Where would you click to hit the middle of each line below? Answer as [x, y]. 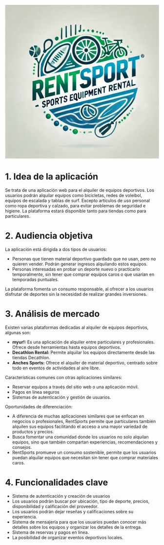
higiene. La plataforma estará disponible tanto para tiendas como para [76, 211]
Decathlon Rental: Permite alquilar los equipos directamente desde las [83, 352]
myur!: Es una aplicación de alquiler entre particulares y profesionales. [83, 342]
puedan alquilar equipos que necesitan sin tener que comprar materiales [85, 457]
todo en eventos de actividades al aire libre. [56, 368]
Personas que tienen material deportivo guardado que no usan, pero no [84, 259]
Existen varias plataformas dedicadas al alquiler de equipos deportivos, [77, 327]
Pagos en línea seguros [36, 392]
